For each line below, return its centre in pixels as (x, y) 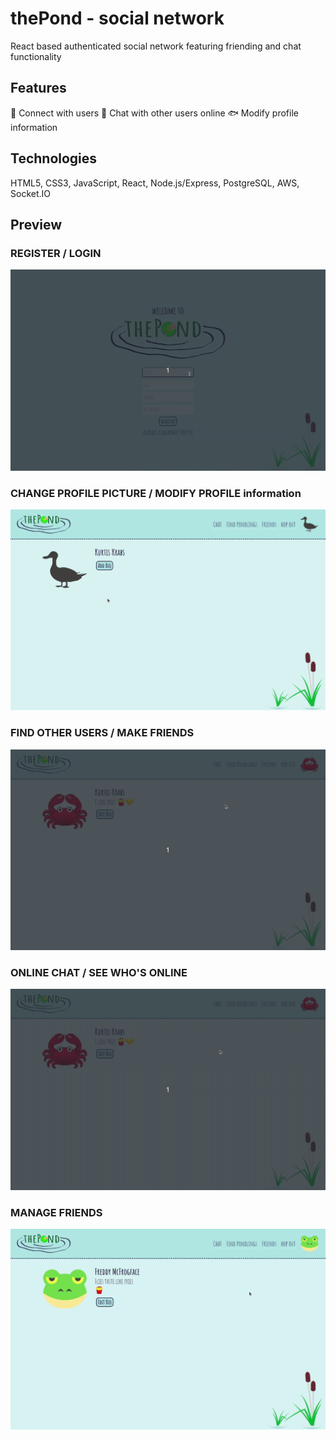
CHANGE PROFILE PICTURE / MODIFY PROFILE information (156, 493)
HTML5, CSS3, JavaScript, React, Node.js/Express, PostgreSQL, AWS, (155, 183)
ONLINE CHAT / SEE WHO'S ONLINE (99, 972)
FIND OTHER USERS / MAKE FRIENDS (102, 733)
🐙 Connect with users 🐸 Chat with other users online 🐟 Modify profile (154, 113)
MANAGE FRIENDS (56, 1212)
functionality (36, 56)
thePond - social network (117, 18)
